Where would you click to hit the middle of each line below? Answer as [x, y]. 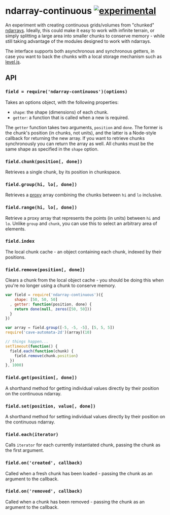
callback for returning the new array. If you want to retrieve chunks [75, 138]
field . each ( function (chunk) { [42, 351]
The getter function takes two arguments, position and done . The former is [84, 127]
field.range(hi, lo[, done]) [41, 208]
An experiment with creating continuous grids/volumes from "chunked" [80, 25]
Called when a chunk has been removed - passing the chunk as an [75, 502]
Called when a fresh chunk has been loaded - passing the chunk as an [79, 473]
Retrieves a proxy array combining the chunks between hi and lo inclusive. [84, 195]
